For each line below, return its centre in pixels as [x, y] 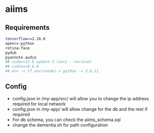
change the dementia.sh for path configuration [60, 125]
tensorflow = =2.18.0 [25, 39]
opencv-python [20, 43]
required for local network [39, 104]
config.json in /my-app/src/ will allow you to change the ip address [80, 98]
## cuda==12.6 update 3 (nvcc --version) [49, 62]
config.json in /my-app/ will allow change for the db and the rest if [80, 109]
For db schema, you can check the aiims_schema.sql [66, 120]
